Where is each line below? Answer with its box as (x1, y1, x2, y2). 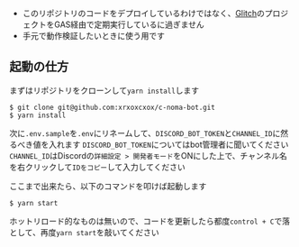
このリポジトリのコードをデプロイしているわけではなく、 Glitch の (22, 8, 266, 18)
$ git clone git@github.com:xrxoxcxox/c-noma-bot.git (9, 103, 216, 112)
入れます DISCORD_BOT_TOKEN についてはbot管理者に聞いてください (48, 139, 289, 150)
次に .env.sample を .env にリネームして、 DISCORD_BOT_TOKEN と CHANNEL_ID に (9, 127, 281, 138)
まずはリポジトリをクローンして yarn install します (9, 85, 200, 96)
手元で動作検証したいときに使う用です (22, 31, 165, 41)
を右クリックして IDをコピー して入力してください (9, 161, 186, 172)
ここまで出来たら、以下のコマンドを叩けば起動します (9, 180, 207, 191)
